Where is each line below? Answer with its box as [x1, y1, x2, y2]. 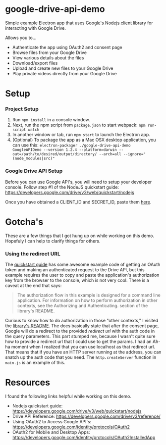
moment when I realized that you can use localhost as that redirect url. [11, 344, 155, 349]
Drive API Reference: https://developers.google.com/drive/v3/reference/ [12, 413, 161, 419]
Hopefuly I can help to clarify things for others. [5, 238, 101, 244]
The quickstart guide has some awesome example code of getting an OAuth [5, 261, 161, 267]
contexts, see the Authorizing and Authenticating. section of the [17, 302, 148, 308]
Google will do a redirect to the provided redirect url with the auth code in [5, 328, 155, 334]
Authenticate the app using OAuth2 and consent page [12, 44, 122, 50]
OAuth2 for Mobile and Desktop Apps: [12, 429, 90, 435]
